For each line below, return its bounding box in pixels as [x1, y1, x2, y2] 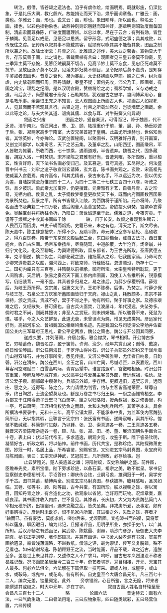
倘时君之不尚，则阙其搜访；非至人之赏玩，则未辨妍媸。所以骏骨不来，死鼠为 [5, 309, 162, 315]
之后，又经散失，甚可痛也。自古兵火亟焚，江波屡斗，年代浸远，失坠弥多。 [9, 304, 162, 309]
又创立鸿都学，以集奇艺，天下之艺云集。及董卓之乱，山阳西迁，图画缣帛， [5, 142, 158, 147]
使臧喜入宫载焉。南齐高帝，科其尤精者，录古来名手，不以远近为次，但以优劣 [5, 172, 162, 178]
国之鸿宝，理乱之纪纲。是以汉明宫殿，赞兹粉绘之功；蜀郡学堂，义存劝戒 [5, 85, 153, 91]
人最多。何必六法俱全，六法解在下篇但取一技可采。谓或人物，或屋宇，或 [5, 565, 153, 571]
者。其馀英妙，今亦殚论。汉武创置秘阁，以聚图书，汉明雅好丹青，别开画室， [5, 135, 162, 141]
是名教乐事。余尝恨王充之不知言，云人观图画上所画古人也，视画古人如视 [5, 98, 153, 104]
